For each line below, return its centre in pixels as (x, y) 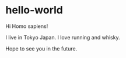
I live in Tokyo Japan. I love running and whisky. (63, 37)
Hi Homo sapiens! (27, 26)
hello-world (34, 10)
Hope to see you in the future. (41, 48)
